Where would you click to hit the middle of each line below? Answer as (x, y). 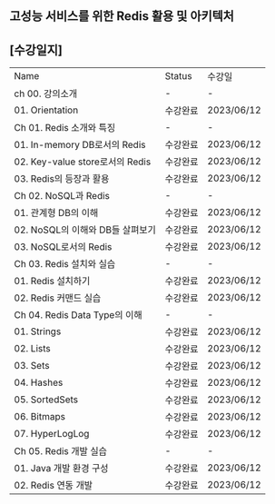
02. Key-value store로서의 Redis (83, 162)
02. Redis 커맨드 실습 (58, 298)
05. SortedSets (46, 400)
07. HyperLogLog (52, 434)
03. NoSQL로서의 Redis (63, 247)
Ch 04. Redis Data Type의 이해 (78, 315)
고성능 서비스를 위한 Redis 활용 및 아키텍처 (122, 16)
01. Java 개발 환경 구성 (61, 469)
